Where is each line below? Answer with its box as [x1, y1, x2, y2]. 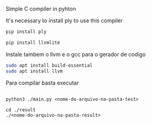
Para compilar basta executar [5, 79, 79, 86]
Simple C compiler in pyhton [5, 5, 76, 12]
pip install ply [5, 29, 47, 35]
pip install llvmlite [5, 40, 61, 46]
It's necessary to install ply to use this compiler [5, 17, 124, 24]
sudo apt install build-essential [5, 62, 93, 69]
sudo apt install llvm [5, 68, 63, 74]
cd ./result [5, 106, 36, 113]
